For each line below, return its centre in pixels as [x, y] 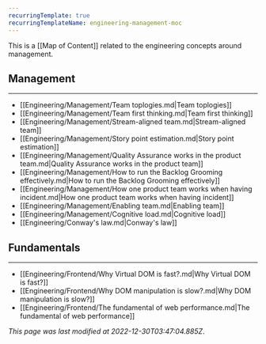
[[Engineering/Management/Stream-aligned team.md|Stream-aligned [133, 122]
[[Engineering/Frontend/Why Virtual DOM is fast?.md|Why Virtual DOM [135, 274]
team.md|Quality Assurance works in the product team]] [111, 164]
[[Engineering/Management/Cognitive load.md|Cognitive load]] [123, 214]
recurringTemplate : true [49, 15]
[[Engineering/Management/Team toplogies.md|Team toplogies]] [125, 105]
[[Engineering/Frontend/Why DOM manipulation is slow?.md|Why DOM [135, 291]
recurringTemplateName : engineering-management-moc [95, 23]
